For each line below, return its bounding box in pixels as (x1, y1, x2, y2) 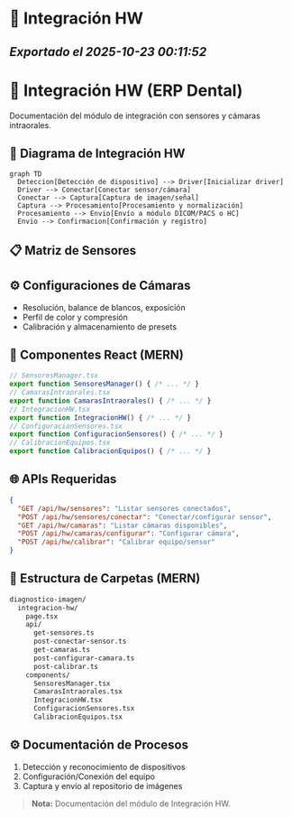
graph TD (9, 170, 42, 179)
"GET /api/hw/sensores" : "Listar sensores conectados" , (17, 504, 232, 513)
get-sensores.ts (32, 628, 95, 637)
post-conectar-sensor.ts (32, 637, 127, 646)
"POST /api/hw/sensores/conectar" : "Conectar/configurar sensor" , (17, 512, 272, 522)
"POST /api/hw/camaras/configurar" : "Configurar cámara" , (17, 529, 241, 538)
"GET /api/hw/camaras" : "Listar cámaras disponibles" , (17, 521, 228, 530)
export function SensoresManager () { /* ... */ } (9, 379, 200, 389)
